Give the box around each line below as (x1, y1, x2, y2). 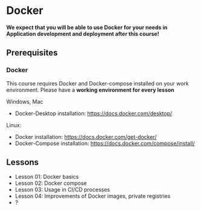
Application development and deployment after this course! (6, 30, 159, 37)
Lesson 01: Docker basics (14, 173, 79, 181)
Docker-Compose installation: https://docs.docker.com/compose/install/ (14, 139, 195, 147)
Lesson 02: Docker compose (14, 179, 88, 187)
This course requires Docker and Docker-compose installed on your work (6, 79, 189, 87)
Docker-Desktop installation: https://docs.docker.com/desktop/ (14, 110, 173, 117)
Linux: (6, 121, 22, 129)
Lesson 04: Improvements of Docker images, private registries (14, 192, 171, 200)
